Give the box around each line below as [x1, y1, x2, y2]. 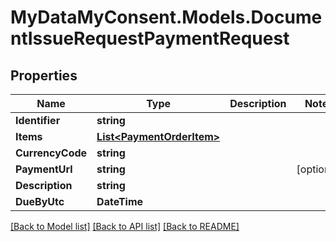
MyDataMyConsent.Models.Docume [10, 6, 323, 29]
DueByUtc [15, 195, 65, 208]
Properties [10, 67, 78, 84]
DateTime [96, 195, 144, 208]
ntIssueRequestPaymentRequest [10, 27, 290, 50]
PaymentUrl [15, 162, 73, 176]
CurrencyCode [15, 146, 88, 160]
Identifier [15, 114, 61, 127]
